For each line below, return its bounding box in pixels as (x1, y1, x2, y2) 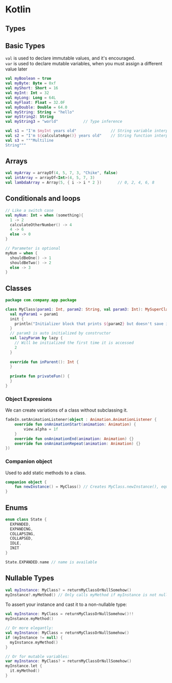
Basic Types (5, 41, 45, 50)
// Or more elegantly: (5, 625, 54, 631)
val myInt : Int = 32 (5, 90, 50, 96)
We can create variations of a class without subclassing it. (5, 407, 128, 413)
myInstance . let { (5, 663, 42, 669)
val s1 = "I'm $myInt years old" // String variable (5, 128, 153, 134)
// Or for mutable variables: (5, 654, 70, 659)
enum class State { (5, 516, 47, 522)
